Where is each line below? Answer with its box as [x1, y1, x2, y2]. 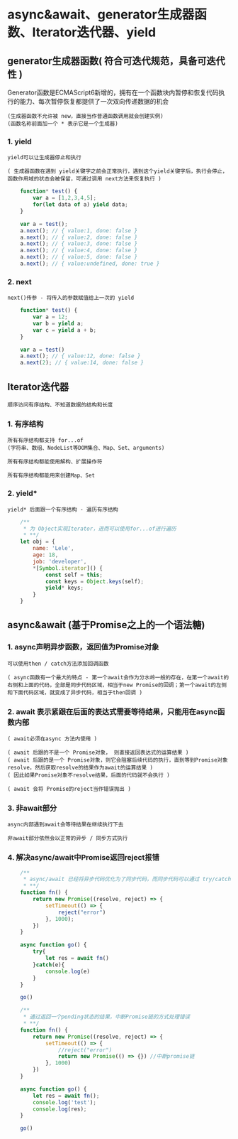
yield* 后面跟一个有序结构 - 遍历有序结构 [7, 506, 118, 513]
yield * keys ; [45, 584, 84, 592]
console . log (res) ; [33, 1106, 87, 1113]
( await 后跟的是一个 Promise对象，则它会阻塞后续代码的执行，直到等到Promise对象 [7, 756, 228, 764]
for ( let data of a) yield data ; [33, 201, 129, 208]
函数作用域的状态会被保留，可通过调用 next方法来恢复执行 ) [7, 176, 161, 183]
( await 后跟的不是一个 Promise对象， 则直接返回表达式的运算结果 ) [7, 749, 189, 756]
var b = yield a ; [33, 320, 84, 327]
